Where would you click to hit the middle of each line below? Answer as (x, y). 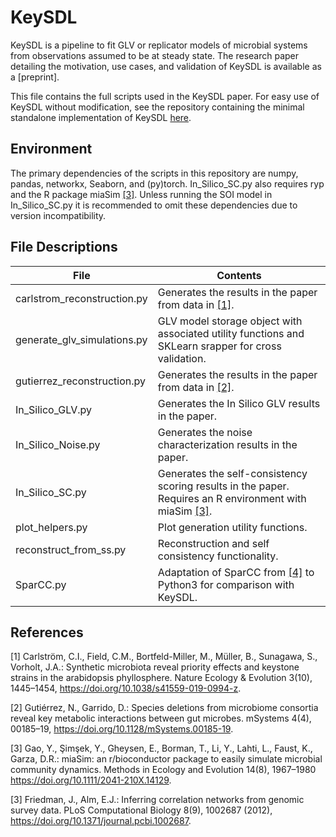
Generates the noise (205, 432)
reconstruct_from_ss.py (71, 549)
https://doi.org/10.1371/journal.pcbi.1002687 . (101, 821)
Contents (239, 275)
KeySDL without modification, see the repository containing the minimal (157, 107)
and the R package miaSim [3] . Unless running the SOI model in (141, 194)
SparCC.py (41, 584)
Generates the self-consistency (232, 473)
